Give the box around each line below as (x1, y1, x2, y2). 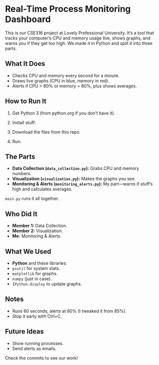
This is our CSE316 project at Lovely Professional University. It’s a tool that (5, 30, 155, 36)
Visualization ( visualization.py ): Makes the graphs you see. (12, 176, 136, 182)
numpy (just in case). (12, 276, 52, 282)
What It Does (5, 60, 45, 68)
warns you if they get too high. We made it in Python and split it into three (5, 40, 153, 46)
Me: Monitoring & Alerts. (12, 233, 62, 239)
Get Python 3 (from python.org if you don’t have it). (12, 110, 116, 116)
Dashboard (5, 14, 51, 25)
